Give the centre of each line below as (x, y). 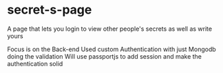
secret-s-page (50, 10)
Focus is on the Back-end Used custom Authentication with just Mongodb (112, 49)
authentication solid (35, 63)
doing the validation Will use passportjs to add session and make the (104, 56)
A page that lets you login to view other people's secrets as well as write (109, 29)
